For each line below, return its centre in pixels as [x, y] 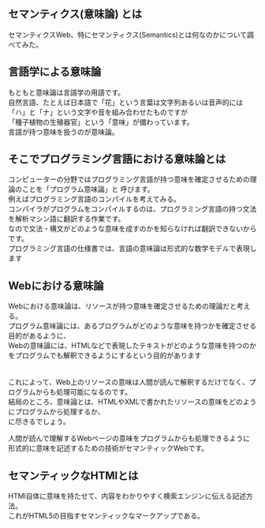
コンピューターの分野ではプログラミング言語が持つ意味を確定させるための [129, 179]
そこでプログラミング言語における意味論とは [117, 159]
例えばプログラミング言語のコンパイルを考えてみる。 [95, 199]
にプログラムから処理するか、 [56, 412]
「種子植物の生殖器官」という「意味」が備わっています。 [101, 122]
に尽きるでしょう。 [39, 421]
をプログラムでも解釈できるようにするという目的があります [105, 356]
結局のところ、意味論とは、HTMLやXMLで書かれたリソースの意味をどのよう [132, 402]
